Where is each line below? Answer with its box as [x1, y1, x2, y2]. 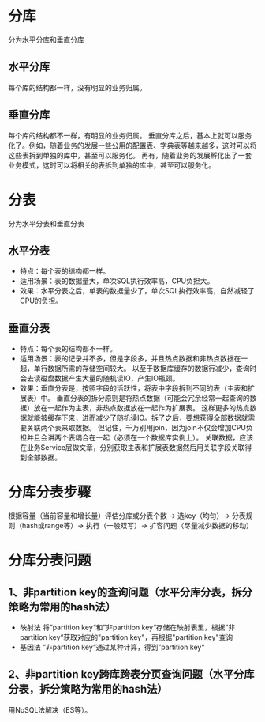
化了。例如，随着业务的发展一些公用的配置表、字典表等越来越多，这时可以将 [8, 140, 257, 150]
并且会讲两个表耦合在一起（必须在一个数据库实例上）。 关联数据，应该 [26, 433, 254, 443]
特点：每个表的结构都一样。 [19, 266, 110, 276]
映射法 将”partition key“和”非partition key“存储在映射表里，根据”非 [19, 622, 236, 633]
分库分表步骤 [8, 483, 92, 501]
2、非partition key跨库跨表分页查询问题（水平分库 [8, 667, 255, 681]
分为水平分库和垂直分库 [8, 35, 84, 44]
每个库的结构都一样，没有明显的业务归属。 [8, 82, 147, 92]
